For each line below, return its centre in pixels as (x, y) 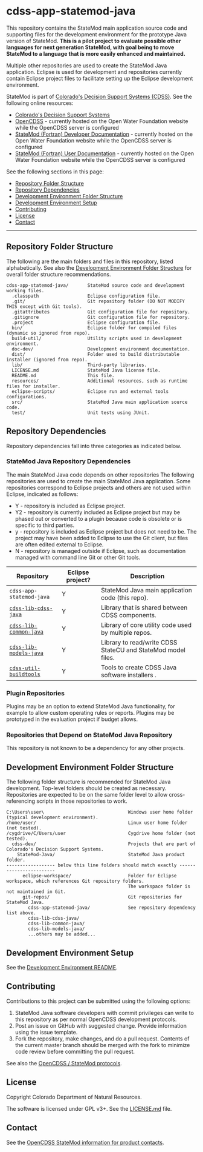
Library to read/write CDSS (139, 642)
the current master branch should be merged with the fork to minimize (102, 1045)
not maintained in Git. (36, 892)
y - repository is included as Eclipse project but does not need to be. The (106, 531)
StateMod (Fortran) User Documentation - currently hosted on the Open (105, 153)
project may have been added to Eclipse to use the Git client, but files (101, 538)
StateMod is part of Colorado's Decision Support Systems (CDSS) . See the (99, 96)
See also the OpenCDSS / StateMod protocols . (64, 1063)
